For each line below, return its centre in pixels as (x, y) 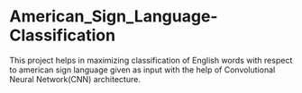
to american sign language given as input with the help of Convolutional (142, 70)
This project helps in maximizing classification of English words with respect (151, 60)
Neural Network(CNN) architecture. (75, 79)
